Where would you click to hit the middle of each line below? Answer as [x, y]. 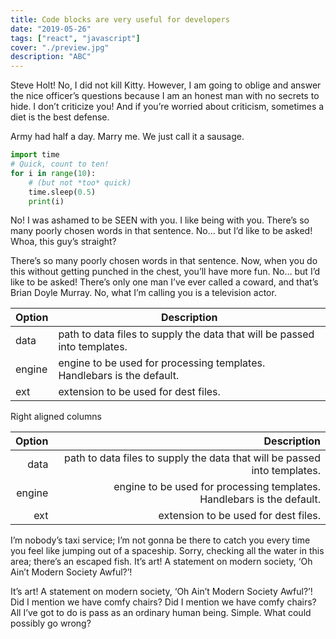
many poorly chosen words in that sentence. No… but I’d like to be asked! [161, 231]
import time [35, 155]
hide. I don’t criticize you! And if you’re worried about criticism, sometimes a [167, 107]
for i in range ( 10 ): [53, 173]
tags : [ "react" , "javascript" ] [75, 38]
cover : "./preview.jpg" [60, 47]
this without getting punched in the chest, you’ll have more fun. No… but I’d [165, 272]
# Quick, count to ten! [60, 164]
